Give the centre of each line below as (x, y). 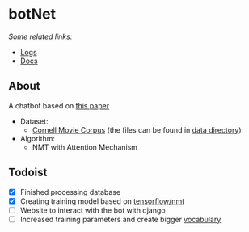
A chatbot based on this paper (59, 105)
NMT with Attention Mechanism (85, 147)
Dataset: (34, 121)
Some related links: (40, 36)
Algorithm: (37, 138)
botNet (32, 14)
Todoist (28, 173)
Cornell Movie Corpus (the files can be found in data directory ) (137, 129)
